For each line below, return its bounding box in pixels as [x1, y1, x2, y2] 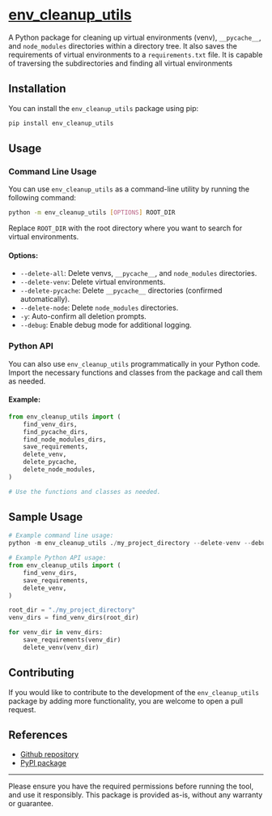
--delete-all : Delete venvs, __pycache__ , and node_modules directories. [19, 268, 257, 278]
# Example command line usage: [8, 531, 114, 540]
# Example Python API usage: [8, 554, 107, 562]
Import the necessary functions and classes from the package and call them [8, 367, 263, 377]
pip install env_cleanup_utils [8, 119, 114, 127]
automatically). [19, 294, 70, 304]
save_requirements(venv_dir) [23, 636, 121, 644]
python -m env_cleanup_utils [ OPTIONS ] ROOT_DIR [8, 208, 176, 217]
